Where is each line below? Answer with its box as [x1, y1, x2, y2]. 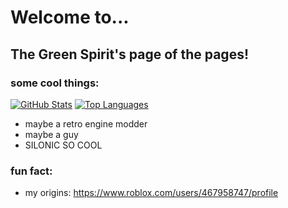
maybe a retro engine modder [24, 117, 148, 130]
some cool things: [10, 76, 100, 90]
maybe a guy [24, 128, 79, 140]
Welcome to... [10, 6, 130, 29]
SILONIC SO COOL [24, 139, 103, 151]
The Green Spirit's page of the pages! [10, 46, 249, 63]
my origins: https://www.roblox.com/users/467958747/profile [24, 187, 279, 199]
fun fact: [10, 164, 53, 178]
